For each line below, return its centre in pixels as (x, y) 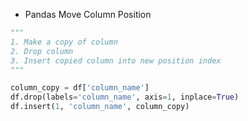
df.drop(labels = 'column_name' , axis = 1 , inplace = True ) (125, 97)
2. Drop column (42, 51)
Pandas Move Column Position (88, 14)
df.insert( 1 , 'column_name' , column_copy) (100, 107)
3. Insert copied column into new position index (116, 60)
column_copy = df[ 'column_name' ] (80, 88)
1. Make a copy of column (64, 42)
